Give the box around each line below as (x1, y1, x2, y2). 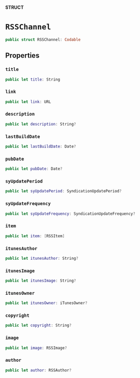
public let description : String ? (5, 121, 76, 127)
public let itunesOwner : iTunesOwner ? (5, 300, 88, 306)
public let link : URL (5, 99, 51, 104)
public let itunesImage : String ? (5, 278, 76, 284)
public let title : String (5, 77, 60, 82)
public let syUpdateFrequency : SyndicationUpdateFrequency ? (5, 211, 136, 216)
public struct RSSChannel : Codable (5, 37, 81, 42)
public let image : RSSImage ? (5, 345, 67, 350)
